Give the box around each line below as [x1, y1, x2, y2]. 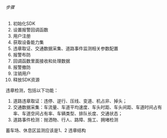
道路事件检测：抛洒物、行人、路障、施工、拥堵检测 [12, 117, 118, 123]
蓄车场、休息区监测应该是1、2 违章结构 [5, 127, 86, 133]
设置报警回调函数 [12, 27, 48, 33]
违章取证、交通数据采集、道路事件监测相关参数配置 [12, 45, 118, 51]
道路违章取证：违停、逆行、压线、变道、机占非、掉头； [12, 98, 127, 104]
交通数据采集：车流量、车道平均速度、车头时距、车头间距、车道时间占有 [12, 104, 162, 110]
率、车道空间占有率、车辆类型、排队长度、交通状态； [12, 110, 123, 116]
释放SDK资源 [12, 77, 40, 83]
